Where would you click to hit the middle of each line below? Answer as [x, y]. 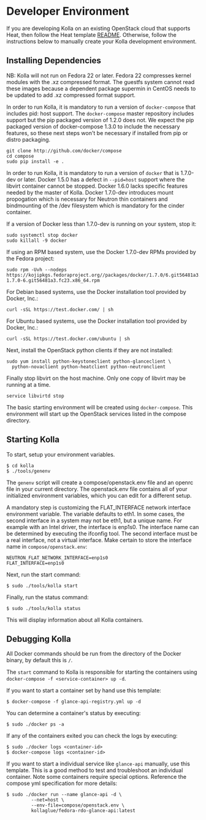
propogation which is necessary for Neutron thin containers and [87, 199]
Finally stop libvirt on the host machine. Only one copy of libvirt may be [96, 378]
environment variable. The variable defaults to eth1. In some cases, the [96, 514]
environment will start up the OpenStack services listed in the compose [97, 414]
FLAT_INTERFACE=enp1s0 [35, 563]
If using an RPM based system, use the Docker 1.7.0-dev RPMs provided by [101, 252]
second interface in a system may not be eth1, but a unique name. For [94, 520]
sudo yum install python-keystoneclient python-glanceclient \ [89, 361]
